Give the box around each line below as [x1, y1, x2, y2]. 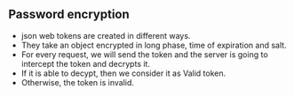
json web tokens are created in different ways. [20, 30, 191, 41]
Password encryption [8, 7, 130, 22]
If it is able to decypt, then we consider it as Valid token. [20, 68, 226, 78]
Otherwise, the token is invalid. [20, 77, 135, 87]
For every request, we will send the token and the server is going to [20, 48, 268, 60]
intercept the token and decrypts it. [20, 58, 150, 69]
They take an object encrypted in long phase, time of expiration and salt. [20, 40, 287, 50]
